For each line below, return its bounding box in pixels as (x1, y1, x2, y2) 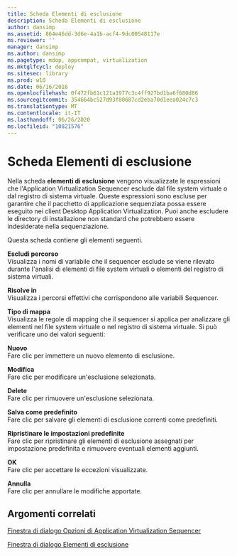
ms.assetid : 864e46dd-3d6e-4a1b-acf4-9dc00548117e (7, 30, 160, 38)
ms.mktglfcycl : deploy (7, 63, 75, 70)
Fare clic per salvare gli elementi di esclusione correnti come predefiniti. (7, 415, 219, 424)
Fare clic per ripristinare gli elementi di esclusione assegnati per (7, 437, 194, 445)
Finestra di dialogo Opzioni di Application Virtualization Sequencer (7, 527, 201, 535)
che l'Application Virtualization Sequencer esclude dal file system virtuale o (7, 184, 228, 193)
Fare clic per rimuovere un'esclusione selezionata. (7, 394, 155, 402)
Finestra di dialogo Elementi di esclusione (7, 540, 129, 549)
